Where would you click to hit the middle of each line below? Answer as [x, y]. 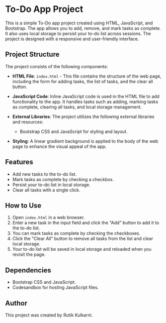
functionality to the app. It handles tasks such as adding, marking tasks [85, 102]
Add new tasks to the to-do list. [44, 174]
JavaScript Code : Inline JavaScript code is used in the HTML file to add [86, 96]
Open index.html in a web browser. [48, 217]
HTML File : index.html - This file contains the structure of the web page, [87, 76]
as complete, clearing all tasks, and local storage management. [77, 107]
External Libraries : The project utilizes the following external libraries [83, 116]
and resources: [28, 122]
